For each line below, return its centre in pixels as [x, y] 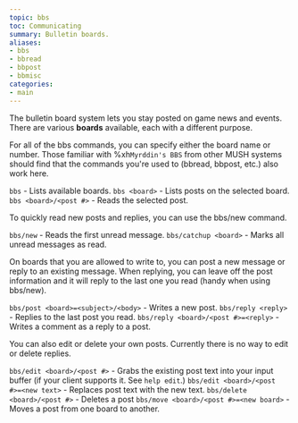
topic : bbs [29, 17]
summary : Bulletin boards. [59, 34]
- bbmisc [25, 76]
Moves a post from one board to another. [85, 409]
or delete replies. [40, 353]
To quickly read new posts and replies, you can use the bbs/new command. [148, 217]
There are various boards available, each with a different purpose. [131, 127]
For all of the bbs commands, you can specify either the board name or [140, 145]
